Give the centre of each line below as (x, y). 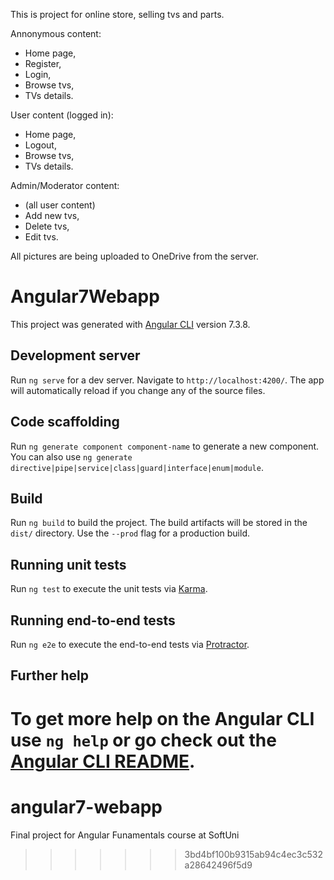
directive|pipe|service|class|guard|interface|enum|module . (137, 467)
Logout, (40, 145)
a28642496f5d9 (218, 865)
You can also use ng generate (71, 456)
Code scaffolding (65, 422)
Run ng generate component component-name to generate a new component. (165, 446)
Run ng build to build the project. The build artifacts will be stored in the (159, 523)
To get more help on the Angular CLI (162, 718)
